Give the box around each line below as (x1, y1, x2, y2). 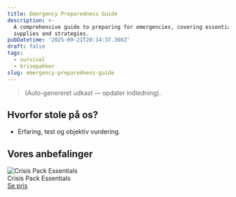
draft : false (7, 43, 46, 50)
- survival (13, 56, 46, 63)
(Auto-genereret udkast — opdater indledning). (24, 89, 162, 97)
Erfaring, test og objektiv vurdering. (17, 127, 121, 136)
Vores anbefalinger (7, 148, 93, 160)
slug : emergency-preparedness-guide (7, 69, 114, 76)
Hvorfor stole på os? (7, 108, 98, 120)
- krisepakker (13, 63, 55, 70)
